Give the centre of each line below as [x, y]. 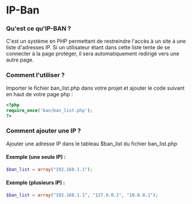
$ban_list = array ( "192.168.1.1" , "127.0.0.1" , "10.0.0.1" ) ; [82, 195]
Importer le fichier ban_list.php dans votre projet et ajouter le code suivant [95, 88]
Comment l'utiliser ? [35, 75]
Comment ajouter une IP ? [44, 131]
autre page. [20, 60]
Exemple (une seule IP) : [36, 157]
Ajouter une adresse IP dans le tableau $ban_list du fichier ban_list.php [92, 144]
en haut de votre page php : [40, 94]
